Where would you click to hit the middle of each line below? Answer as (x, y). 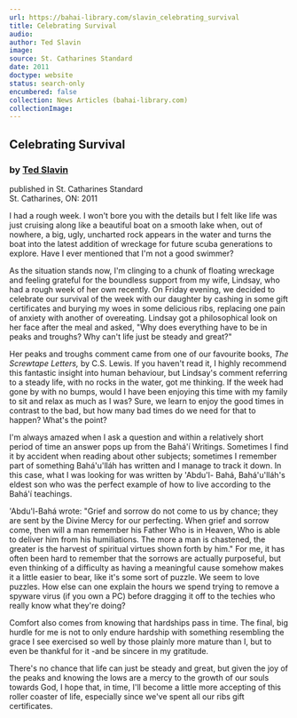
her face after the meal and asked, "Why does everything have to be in (138, 327)
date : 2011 (29, 68)
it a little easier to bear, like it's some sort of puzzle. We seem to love (134, 577)
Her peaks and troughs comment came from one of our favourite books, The (149, 354)
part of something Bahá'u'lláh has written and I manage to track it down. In (145, 465)
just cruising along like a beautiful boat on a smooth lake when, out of (136, 225)
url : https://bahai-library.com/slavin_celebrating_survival (125, 17)
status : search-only (47, 84)
